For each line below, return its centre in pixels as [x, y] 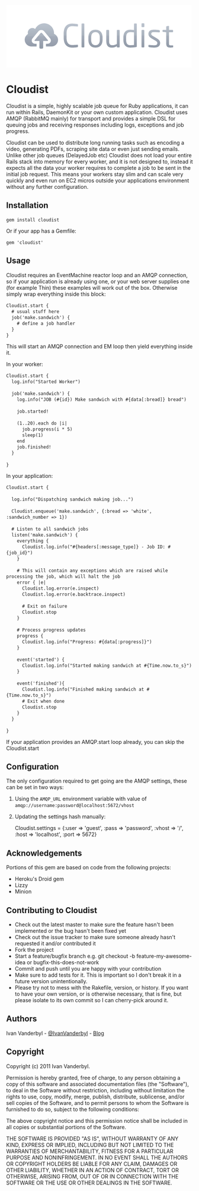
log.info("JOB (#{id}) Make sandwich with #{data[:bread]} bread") [102, 400]
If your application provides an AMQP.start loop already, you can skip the [95, 742]
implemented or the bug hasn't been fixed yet [70, 931]
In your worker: [25, 364]
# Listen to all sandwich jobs [50, 529]
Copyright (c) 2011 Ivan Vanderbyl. [48, 1066]
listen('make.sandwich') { [45, 535]
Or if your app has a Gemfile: [41, 231]
